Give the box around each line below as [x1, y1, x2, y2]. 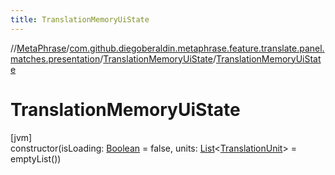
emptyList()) [10, 152, 62, 165]
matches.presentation [10, 52, 101, 65]
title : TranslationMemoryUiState [10, 14, 150, 25]
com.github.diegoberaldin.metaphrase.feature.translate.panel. [69, 42, 325, 54]
